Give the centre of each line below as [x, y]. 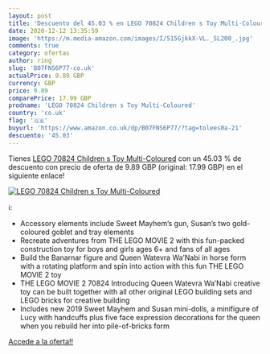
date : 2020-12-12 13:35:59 [53, 31]
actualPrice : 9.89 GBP [46, 76]
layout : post [30, 16]
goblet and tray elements [92, 232]
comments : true [34, 46]
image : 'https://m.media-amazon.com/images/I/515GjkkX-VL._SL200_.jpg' [131, 38]
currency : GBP [32, 83]
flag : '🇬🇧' [28, 121]
